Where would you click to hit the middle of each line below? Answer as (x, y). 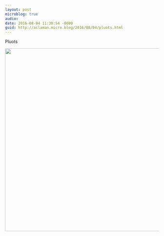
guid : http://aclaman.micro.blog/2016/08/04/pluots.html (64, 28)
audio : (12, 19)
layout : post (18, 10)
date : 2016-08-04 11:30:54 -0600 (39, 23)
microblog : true (21, 14)
